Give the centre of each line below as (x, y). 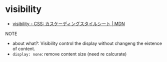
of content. (24, 48)
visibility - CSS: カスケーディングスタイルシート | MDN (68, 23)
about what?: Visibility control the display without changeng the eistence (87, 43)
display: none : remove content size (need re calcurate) (69, 54)
